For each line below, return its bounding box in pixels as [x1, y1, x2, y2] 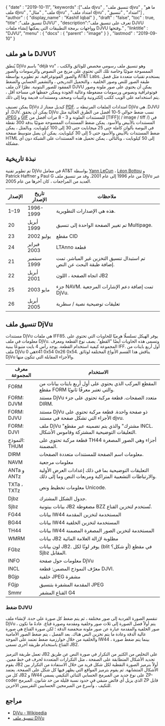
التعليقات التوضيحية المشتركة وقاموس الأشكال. [39, 429, 137, 436]
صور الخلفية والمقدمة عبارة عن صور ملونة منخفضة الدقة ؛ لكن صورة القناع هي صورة [5, 626, 160, 631]
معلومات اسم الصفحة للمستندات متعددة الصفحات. [39, 451, 144, 458]
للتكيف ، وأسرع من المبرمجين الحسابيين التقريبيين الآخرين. [5, 682, 112, 688]
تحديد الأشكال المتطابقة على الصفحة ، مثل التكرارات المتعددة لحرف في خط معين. [5, 656, 155, 662]
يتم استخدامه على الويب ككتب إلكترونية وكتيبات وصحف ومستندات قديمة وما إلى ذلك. [5, 94, 160, 100]
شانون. [33, 677, 47, 683]
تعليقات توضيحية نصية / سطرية [56, 300, 120, 307]
